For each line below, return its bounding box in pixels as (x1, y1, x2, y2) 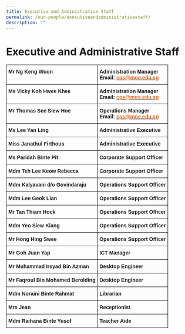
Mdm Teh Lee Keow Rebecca (8, 168, 79, 174)
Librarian (99, 290, 122, 297)
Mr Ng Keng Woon (8, 68, 53, 75)
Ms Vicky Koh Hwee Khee (8, 88, 71, 95)
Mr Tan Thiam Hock (8, 209, 56, 216)
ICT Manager (99, 250, 131, 256)
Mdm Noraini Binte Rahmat (8, 290, 75, 297)
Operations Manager (99, 107, 150, 114)
